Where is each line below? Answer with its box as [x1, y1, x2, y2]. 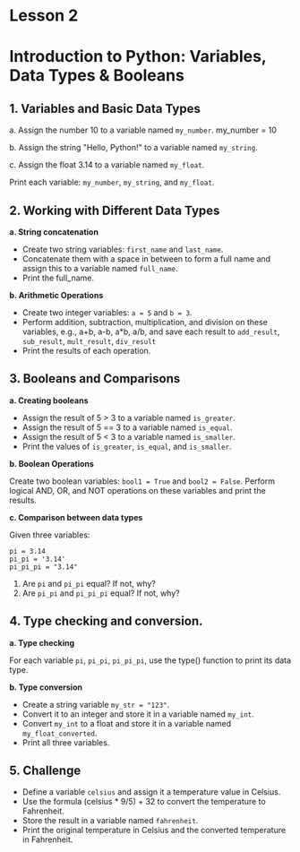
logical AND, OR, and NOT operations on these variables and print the [9, 485, 266, 495]
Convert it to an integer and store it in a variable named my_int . [21, 709, 254, 719]
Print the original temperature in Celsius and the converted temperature [21, 825, 287, 836]
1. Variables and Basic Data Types [9, 100, 201, 116]
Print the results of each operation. [21, 346, 151, 356]
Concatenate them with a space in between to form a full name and [21, 254, 271, 264]
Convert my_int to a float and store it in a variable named [21, 718, 232, 728]
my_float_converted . [21, 727, 98, 738]
